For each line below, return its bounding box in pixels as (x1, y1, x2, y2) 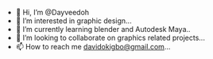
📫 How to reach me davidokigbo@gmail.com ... (15, 42, 171, 51)
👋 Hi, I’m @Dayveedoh (15, 8, 90, 17)
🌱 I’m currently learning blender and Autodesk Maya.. (15, 25, 191, 33)
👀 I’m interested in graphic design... (15, 16, 133, 26)
